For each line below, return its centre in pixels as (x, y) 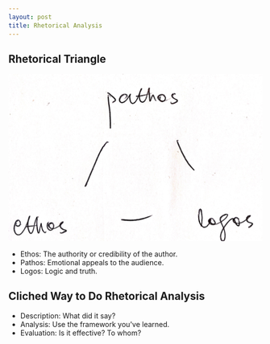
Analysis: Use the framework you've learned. (95, 324)
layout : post (30, 17)
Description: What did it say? (68, 315)
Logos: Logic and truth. (59, 271)
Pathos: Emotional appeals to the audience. (92, 263)
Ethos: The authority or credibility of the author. (99, 254)
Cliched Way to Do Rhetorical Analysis (107, 296)
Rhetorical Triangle (57, 59)
